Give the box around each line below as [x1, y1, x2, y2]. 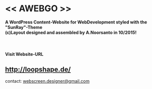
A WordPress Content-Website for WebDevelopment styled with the [5, 19, 148, 25]
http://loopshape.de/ [5, 65, 71, 73]
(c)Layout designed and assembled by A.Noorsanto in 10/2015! [5, 29, 137, 35]
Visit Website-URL [5, 51, 44, 57]
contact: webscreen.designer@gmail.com [5, 78, 90, 84]
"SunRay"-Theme [5, 24, 43, 30]
